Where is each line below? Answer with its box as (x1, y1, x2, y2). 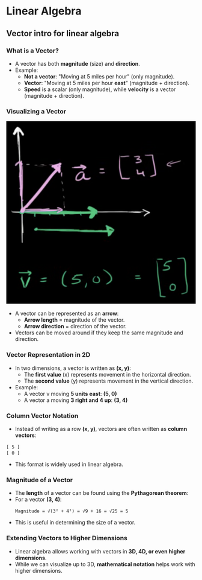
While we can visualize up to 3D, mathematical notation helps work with (14, 560, 195, 568)
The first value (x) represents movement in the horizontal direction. (23, 371, 191, 378)
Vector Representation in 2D (6, 351, 91, 359)
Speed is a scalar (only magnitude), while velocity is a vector (23, 86, 176, 93)
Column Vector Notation (6, 412, 79, 420)
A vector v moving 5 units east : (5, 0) (23, 390, 117, 397)
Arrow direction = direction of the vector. (23, 323, 127, 330)
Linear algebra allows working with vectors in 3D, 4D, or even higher (14, 547, 186, 555)
